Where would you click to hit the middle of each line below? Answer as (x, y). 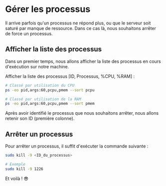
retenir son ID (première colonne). (40, 119)
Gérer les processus (48, 9)
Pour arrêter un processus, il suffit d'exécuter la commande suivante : (77, 146)
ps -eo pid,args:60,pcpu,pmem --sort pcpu (50, 90)
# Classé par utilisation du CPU (40, 85)
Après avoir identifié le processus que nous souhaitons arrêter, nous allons (82, 113)
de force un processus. (29, 33)
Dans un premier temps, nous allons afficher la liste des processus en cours (83, 61)
